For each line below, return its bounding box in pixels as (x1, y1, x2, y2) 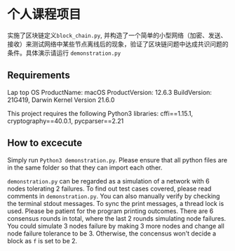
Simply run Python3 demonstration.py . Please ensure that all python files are (7, 155, 228, 164)
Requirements (7, 70, 70, 82)
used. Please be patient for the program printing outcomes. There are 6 (7, 207, 214, 215)
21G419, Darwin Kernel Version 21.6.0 (7, 96, 115, 104)
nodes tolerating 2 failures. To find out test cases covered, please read (7, 184, 212, 193)
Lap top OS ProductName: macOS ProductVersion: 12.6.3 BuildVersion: (7, 88, 213, 96)
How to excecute (7, 137, 83, 149)
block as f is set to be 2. (7, 236, 78, 245)
